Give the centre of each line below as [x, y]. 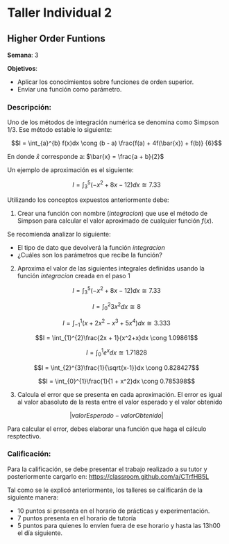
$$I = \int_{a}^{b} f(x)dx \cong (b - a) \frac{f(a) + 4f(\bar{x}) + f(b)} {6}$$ [117, 143]
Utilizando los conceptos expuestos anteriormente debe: [88, 200]
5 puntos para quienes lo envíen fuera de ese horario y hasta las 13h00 [119, 525]
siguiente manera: [33, 497]
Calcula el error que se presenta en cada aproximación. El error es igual [120, 394]
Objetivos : [23, 68]
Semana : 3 [23, 55]
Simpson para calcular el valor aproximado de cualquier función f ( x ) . [115, 221]
